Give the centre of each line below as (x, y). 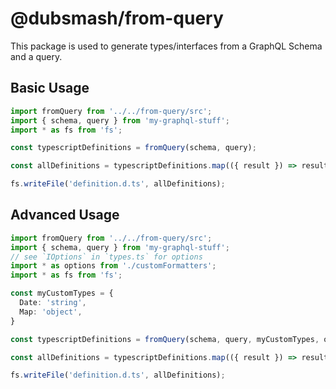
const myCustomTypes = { (62, 293)
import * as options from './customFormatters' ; (113, 266)
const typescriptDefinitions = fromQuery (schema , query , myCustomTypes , (165, 339)
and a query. (36, 56)
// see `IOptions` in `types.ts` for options (106, 257)
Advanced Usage (65, 215)
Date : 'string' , (53, 303)
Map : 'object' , (51, 312)
